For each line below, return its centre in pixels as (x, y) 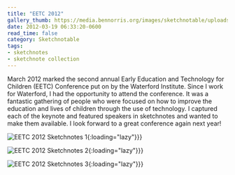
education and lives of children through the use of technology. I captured (113, 108)
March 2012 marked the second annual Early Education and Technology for (116, 79)
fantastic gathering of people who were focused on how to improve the (110, 101)
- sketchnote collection (43, 59)
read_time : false (33, 33)
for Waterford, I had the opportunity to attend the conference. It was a (108, 93)
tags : (15, 46)
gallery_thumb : (29, 20)
